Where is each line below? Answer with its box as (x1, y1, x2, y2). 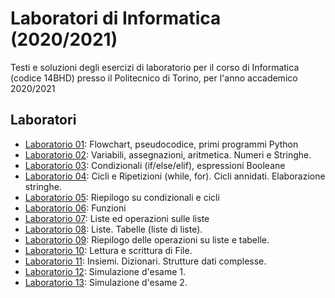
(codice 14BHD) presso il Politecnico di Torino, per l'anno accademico (10, 72, 298, 84)
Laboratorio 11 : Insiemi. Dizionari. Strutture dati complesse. (24, 255, 267, 267)
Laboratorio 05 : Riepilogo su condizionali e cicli (24, 191, 220, 203)
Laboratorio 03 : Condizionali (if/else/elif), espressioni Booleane (24, 159, 286, 171)
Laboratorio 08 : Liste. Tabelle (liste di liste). (24, 223, 203, 235)
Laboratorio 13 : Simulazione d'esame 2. (24, 276, 188, 288)
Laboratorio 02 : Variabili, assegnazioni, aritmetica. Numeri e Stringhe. (24, 148, 312, 161)
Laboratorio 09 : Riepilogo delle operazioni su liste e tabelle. (24, 233, 270, 246)
